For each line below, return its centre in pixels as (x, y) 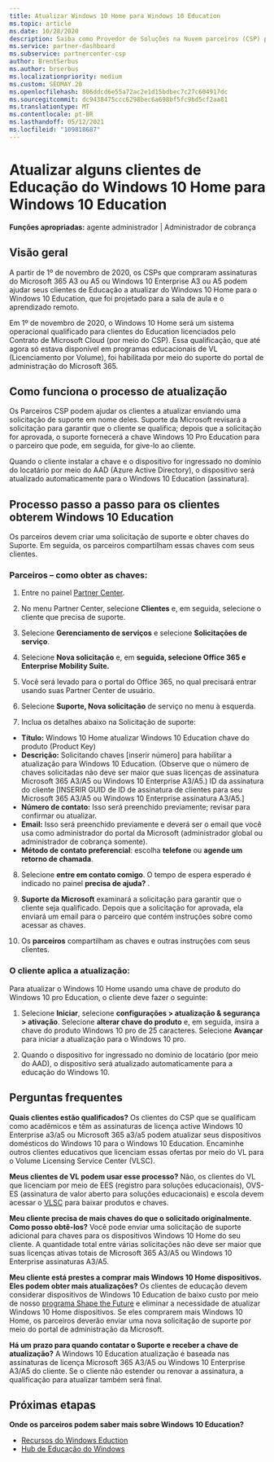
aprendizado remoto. (44, 307)
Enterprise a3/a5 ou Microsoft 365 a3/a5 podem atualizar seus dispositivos (135, 1135)
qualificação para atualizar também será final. (86, 1379)
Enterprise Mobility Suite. (65, 666)
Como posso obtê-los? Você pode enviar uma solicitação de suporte (126, 1227)
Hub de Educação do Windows (73, 1449)
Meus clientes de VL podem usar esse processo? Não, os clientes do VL (133, 1176)
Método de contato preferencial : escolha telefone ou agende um (132, 850)
